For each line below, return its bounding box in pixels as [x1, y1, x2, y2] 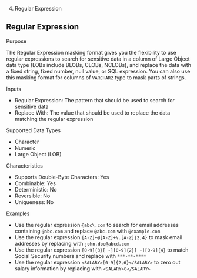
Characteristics [6, 162, 43, 169]
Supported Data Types [6, 126, 61, 134]
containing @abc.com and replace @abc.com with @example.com [14, 227, 161, 235]
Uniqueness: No [14, 198, 54, 205]
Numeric [14, 144, 36, 152]
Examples [6, 210, 30, 217]
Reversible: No [14, 192, 51, 199]
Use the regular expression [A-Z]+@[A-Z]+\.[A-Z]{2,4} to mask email [14, 233, 183, 240]
